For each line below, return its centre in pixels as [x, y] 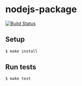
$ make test [18, 79]
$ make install [22, 51]
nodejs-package [41, 9]
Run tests [21, 67]
